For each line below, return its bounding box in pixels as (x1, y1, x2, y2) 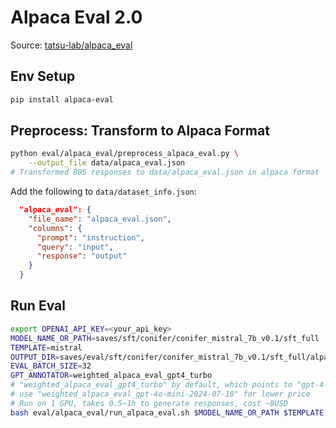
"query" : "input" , (36, 242, 114, 252)
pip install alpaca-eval (10, 94, 114, 105)
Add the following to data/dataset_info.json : (10, 186, 197, 198)
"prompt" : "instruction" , (36, 232, 145, 243)
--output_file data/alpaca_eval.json (28, 158, 186, 168)
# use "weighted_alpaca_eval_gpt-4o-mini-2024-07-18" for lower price (10, 389, 311, 399)
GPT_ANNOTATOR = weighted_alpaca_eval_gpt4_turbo (10, 371, 213, 381)
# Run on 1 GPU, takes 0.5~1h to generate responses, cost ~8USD (10, 398, 288, 408)
